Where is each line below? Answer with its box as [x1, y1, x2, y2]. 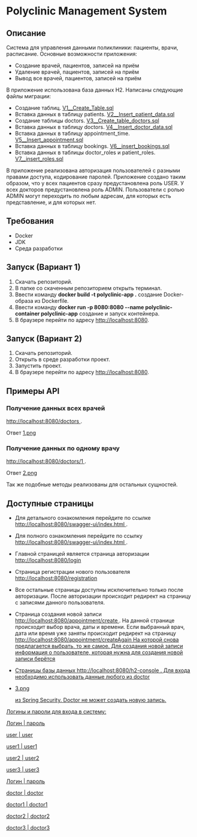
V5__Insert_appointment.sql [14, 136, 84, 143]
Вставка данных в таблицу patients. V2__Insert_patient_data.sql [14, 111, 175, 118]
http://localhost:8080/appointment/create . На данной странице [14, 617, 175, 624]
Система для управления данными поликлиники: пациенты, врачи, [6, 44, 178, 51]
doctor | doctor [6, 790, 44, 797]
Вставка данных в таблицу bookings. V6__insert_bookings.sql [14, 143, 169, 149]
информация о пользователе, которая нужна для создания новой [14, 649, 183, 656]
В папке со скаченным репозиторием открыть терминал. [14, 284, 162, 291]
